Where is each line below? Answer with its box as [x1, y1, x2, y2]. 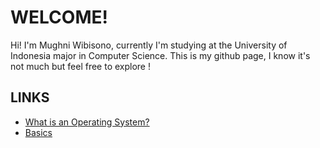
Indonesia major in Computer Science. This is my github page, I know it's [10, 49, 311, 61]
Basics [24, 126, 53, 138]
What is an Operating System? [24, 116, 150, 128]
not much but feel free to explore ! [10, 60, 151, 72]
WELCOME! [10, 6, 108, 29]
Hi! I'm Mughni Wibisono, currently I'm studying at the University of [10, 39, 288, 51]
